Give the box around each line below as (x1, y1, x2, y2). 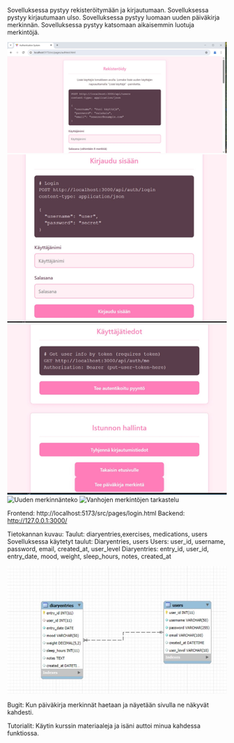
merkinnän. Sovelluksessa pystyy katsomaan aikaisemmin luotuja (7, 21, 195, 29)
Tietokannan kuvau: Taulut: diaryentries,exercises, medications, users (7, 530, 208, 538)
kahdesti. (7, 707, 33, 717)
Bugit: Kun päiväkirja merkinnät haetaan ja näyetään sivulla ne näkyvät (7, 700, 209, 709)
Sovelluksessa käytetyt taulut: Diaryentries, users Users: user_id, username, (7, 537, 226, 546)
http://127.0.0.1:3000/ (7, 516, 68, 525)
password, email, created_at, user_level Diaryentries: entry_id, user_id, (7, 544, 209, 553)
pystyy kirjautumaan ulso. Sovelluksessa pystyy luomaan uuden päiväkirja (7, 13, 220, 22)
